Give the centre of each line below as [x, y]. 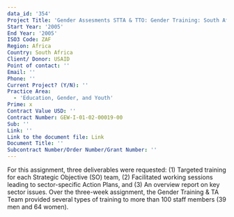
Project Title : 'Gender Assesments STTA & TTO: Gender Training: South [113, 20]
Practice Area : [29, 91]
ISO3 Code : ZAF [29, 40]
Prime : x [20, 105]
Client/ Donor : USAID [39, 59]
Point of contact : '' [39, 66]
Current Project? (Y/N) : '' [48, 85]
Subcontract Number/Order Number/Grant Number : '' [82, 150]
